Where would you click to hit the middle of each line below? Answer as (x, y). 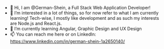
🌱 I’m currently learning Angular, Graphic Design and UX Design (76, 29)
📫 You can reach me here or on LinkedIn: (53, 34)
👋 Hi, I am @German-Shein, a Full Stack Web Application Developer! (80, 8)
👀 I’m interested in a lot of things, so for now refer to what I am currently (84, 13)
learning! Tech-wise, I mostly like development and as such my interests (85, 18)
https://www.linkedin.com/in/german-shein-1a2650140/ (67, 41)
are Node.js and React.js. (36, 23)
